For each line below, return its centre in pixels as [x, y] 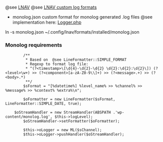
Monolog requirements [34, 45]
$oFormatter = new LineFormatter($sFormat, [69, 99]
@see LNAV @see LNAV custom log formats [51, 7]
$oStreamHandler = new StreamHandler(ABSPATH [63, 112]
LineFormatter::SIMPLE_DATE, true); [43, 104]
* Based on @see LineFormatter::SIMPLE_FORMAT [76, 60]
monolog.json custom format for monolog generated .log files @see [83, 17]
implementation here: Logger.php [47, 22]
